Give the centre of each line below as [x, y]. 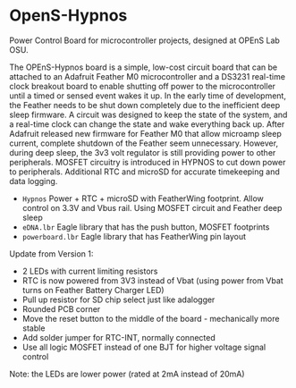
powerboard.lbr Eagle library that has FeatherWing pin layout [134, 236]
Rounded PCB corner [61, 308]
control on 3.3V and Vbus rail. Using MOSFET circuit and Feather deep [152, 207]
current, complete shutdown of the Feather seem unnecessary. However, [144, 143]
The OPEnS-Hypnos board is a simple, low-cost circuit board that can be [144, 67]
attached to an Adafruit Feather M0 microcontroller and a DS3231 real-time [148, 76]
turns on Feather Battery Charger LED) [93, 290]
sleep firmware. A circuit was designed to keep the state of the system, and [148, 114]
